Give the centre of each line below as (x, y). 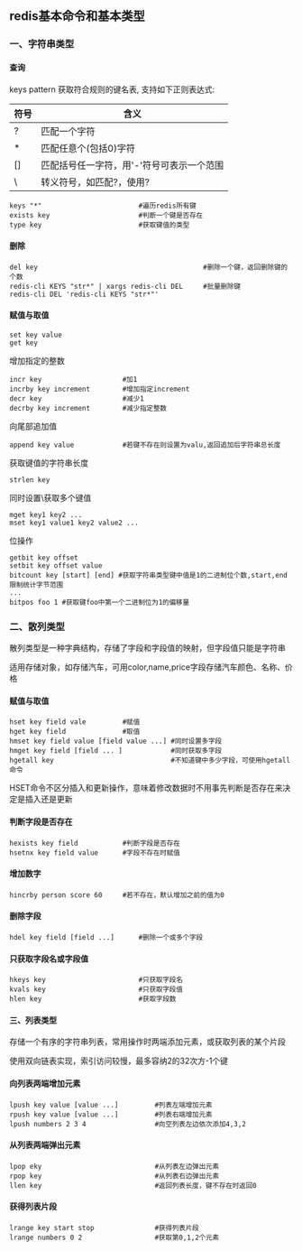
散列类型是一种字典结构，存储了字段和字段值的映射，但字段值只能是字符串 (147, 648)
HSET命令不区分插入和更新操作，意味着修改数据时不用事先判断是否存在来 (146, 788)
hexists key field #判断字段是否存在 (95, 843)
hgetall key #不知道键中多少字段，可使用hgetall (150, 761)
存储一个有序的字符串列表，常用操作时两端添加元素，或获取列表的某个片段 (147, 1042)
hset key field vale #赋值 (75, 722)
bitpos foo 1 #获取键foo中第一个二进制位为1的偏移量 (100, 602)
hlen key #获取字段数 (93, 999)
